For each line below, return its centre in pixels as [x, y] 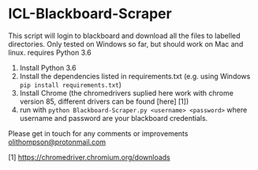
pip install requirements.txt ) [71, 85]
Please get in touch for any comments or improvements [98, 133]
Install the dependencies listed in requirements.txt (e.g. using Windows [135, 76]
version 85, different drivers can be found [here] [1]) [104, 101]
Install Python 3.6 [48, 67]
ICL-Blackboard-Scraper [90, 14]
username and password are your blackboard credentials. [114, 118]
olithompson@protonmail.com [57, 142]
